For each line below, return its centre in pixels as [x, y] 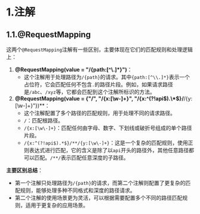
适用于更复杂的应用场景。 [57, 205]
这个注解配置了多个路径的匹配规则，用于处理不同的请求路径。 [100, 113]
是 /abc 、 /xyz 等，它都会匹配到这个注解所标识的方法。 [89, 92]
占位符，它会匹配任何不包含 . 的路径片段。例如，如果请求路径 [98, 84]
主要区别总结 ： [24, 170]
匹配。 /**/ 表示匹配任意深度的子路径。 [82, 158]
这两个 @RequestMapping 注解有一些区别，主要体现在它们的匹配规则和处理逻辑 [99, 49]
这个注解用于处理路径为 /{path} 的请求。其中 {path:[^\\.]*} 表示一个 [107, 77]
